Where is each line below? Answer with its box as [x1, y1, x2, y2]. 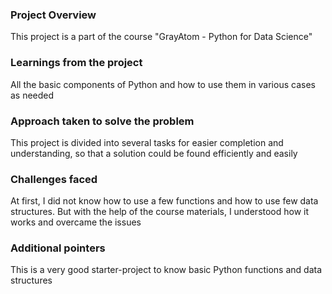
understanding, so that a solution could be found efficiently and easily [10, 147, 298, 159]
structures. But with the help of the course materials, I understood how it [10, 206, 310, 218]
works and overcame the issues [10, 216, 142, 228]
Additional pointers [10, 241, 106, 255]
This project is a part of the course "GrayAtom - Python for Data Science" [10, 31, 313, 43]
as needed [10, 89, 55, 101]
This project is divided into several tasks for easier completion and [10, 136, 284, 148]
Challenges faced [10, 172, 98, 186]
